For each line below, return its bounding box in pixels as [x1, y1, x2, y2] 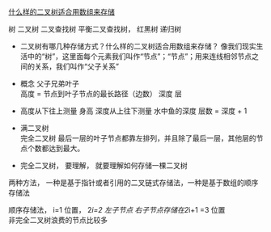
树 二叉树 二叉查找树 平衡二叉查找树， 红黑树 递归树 [8, 24, 182, 34]
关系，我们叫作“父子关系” [34, 61, 120, 71]
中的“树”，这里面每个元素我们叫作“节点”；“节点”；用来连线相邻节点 [27, 52, 252, 61]
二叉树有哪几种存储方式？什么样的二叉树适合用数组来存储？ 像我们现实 [19, 41, 256, 51]
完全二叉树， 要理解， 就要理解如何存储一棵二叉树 [19, 161, 188, 170]
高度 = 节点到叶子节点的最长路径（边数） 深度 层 [19, 89, 182, 99]
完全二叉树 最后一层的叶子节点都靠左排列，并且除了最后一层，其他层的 [19, 133, 256, 143]
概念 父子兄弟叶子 [19, 79, 79, 88]
